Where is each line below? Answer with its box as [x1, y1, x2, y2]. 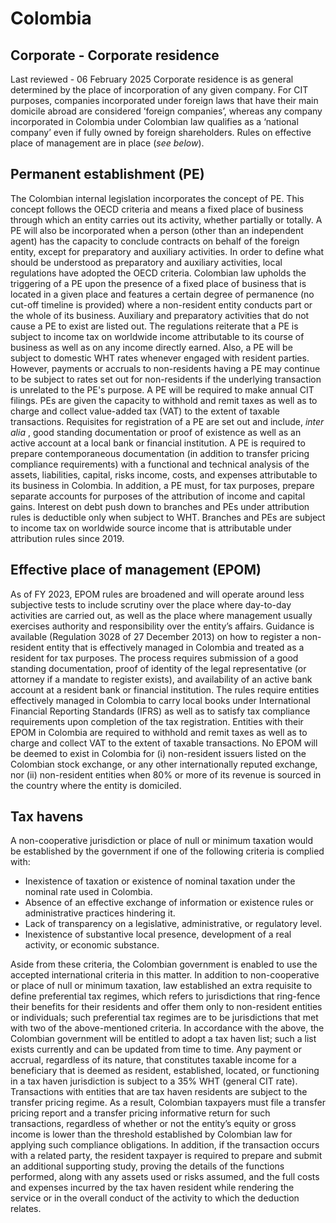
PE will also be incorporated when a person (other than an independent [10, 224, 304, 236]
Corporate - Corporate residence [10, 47, 220, 64]
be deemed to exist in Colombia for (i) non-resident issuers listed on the [10, 747, 307, 759]
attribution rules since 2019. [10, 532, 125, 544]
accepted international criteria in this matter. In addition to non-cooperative [10, 969, 320, 981]
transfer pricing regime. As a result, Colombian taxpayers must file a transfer [10, 1097, 326, 1109]
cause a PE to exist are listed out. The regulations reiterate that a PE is [10, 320, 299, 332]
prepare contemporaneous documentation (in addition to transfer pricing [10, 447, 310, 459]
